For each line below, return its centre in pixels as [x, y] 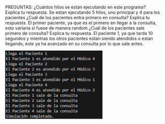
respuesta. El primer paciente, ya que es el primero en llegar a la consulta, [81, 23]
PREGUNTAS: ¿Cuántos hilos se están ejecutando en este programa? [76, 7]
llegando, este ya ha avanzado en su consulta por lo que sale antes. [74, 44]
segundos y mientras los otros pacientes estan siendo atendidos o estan [79, 38]
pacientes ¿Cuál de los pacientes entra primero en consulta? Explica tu [78, 17]
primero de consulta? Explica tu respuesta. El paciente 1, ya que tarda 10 [79, 33]
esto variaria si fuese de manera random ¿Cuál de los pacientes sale [75, 28]
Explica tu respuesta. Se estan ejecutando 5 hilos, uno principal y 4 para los [82, 12]
